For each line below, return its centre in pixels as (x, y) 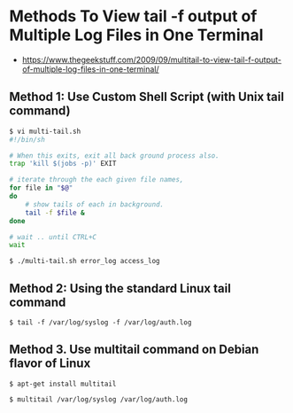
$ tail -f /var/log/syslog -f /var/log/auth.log (100, 323)
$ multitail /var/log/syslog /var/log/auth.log (99, 399)
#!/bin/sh (27, 139)
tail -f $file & (55, 213)
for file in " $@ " (41, 188)
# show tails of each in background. (95, 204)
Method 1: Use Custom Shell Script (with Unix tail (147, 97)
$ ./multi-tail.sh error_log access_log (85, 261)
